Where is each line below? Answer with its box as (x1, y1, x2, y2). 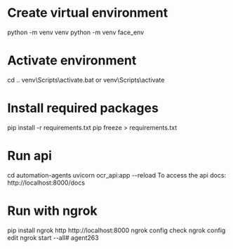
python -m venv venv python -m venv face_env (7, 28, 145, 36)
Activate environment (7, 52, 137, 69)
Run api (7, 148, 53, 164)
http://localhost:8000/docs (7, 178, 86, 187)
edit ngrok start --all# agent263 (7, 233, 100, 242)
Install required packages (7, 100, 159, 116)
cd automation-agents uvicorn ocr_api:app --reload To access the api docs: (7, 171, 227, 179)
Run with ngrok (7, 203, 98, 218)
